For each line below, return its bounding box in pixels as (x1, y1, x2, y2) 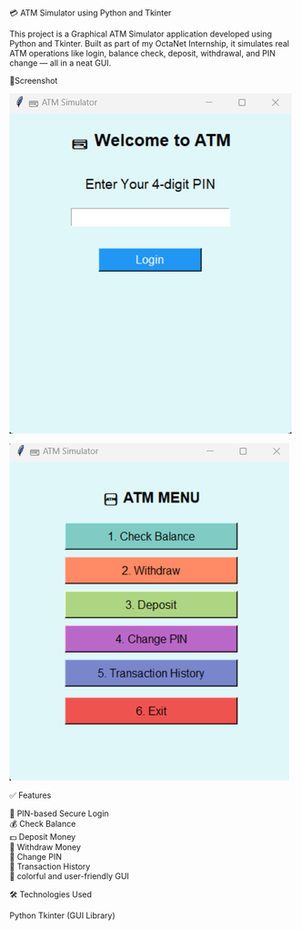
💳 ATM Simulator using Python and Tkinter (9, 7, 172, 18)
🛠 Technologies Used (9, 889, 93, 900)
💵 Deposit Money (9, 832, 76, 842)
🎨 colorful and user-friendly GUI (9, 871, 130, 882)
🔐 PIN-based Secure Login (9, 808, 109, 819)
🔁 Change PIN (9, 852, 62, 862)
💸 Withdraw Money (9, 842, 82, 852)
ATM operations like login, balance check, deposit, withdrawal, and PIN (9, 48, 276, 58)
